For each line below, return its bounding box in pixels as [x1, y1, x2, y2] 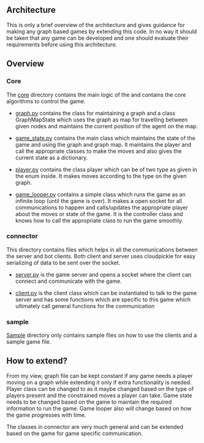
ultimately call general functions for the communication [15, 302, 155, 309]
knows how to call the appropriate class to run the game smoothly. [15, 217, 184, 224]
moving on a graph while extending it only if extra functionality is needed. [6, 379, 192, 386]
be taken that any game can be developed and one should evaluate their [6, 34, 189, 42]
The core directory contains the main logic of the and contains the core [6, 91, 186, 98]
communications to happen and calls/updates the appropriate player [15, 204, 188, 211]
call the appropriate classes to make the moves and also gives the [15, 147, 182, 155]
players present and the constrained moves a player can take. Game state [6, 391, 193, 399]
